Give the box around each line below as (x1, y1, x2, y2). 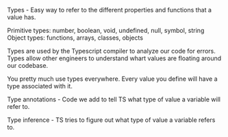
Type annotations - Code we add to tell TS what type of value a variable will (7, 95, 221, 103)
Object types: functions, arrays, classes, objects (7, 34, 144, 42)
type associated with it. (7, 82, 73, 90)
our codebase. (7, 62, 49, 69)
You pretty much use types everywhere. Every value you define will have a (7, 75, 218, 83)
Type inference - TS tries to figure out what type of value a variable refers (7, 116, 216, 124)
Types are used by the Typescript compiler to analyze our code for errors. (7, 47, 216, 55)
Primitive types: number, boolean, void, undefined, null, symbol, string (7, 27, 205, 34)
